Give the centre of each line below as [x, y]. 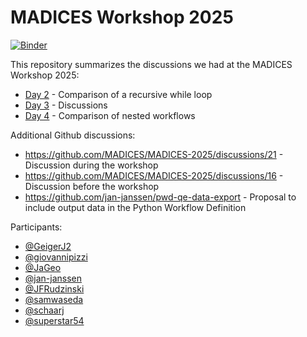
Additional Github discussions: [73, 135]
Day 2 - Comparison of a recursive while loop [118, 94]
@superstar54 [54, 320]
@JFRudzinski [54, 288]
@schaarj [44, 310]
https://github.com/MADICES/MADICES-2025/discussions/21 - [154, 154]
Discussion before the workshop [92, 186]
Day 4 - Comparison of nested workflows [110, 115]
